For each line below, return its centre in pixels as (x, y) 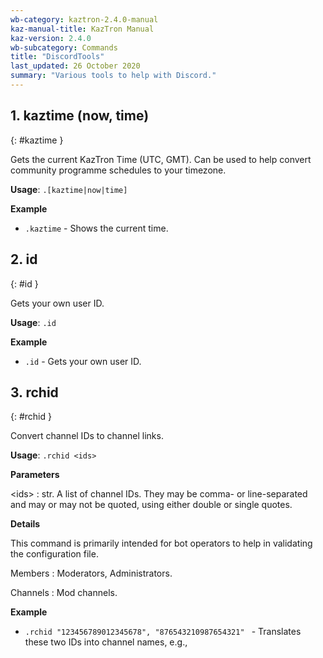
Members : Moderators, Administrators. (91, 573)
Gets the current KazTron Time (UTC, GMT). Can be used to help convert (161, 159)
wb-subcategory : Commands (64, 47)
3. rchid (34, 392)
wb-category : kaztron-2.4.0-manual (84, 19)
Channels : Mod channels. (64, 593)
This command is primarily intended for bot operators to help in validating (161, 543)
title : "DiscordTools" (57, 57)
